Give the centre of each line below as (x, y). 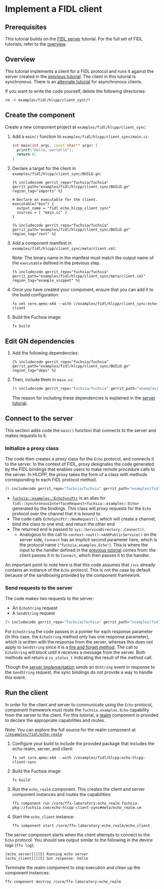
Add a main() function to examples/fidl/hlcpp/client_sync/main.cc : (81, 136)
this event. (16, 677)
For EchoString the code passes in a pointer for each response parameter (79, 631)
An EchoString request (35, 608)
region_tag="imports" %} (37, 191)
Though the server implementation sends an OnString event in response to (80, 667)
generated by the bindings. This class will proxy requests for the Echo (82, 508)
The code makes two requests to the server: (50, 599)
